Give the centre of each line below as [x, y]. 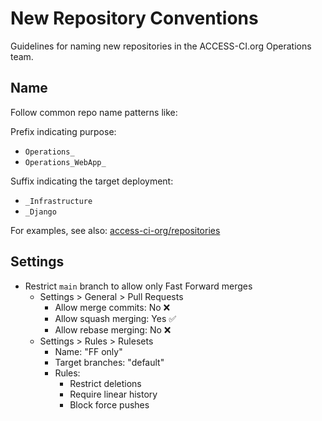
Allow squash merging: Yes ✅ [115, 318]
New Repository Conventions [134, 18]
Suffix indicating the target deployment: [92, 181]
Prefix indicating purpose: [63, 131]
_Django [40, 212]
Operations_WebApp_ [65, 162]
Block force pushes [109, 404]
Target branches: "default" [109, 362]
